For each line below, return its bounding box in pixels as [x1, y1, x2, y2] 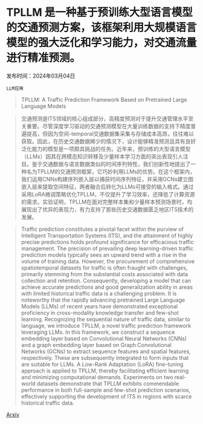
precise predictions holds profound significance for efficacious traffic [21, 238, 195, 245]
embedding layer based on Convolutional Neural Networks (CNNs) [21, 334, 187, 342]
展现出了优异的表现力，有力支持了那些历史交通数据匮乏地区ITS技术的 [21, 205, 194, 213]
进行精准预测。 [6, 51, 81, 65]
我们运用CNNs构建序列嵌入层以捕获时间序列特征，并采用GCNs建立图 [21, 175, 194, 182]
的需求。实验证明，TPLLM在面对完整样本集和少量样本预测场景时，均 [21, 198, 193, 205]
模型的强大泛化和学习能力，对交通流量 [6, 36, 198, 50]
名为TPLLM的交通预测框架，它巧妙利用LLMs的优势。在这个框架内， [26, 168, 196, 175]
